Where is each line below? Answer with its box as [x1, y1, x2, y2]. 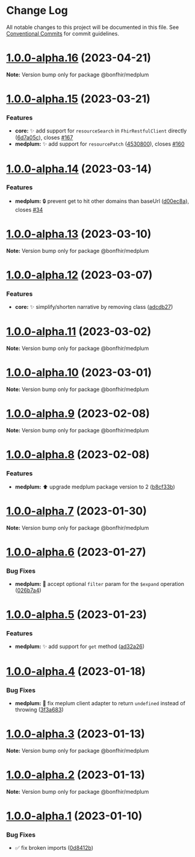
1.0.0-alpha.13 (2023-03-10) [6, 227, 152, 241]
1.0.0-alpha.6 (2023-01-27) [6, 545, 146, 559]
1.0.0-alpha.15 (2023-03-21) [6, 92, 150, 106]
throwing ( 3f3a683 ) [14, 706, 64, 713]
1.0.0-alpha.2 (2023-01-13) [6, 768, 146, 782]
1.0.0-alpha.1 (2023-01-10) [6, 809, 143, 823]
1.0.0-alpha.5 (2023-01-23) [6, 608, 147, 622]
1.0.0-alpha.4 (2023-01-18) [6, 664, 146, 678]
